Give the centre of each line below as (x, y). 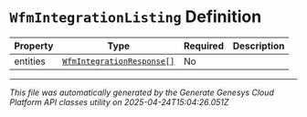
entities (30, 61)
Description (259, 46)
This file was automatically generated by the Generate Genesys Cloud (142, 92)
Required (204, 46)
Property (34, 46)
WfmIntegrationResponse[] (119, 61)
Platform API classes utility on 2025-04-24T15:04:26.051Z (119, 101)
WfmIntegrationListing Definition (136, 17)
